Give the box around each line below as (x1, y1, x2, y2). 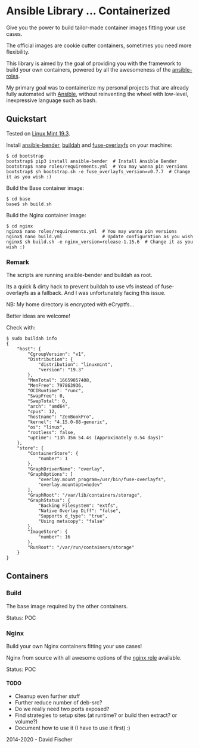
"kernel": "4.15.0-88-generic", (27, 419, 108, 425)
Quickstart (6, 114, 47, 124)
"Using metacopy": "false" (38, 518, 105, 525)
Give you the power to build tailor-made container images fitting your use (6, 24, 186, 31)
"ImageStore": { (27, 529, 68, 535)
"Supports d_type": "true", (38, 513, 108, 519)
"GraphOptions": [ (27, 472, 73, 478)
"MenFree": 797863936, (27, 383, 84, 389)
